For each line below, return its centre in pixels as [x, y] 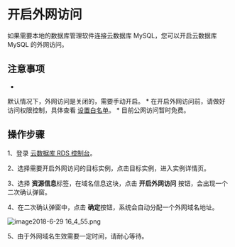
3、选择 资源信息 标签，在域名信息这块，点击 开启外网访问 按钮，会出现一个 [118, 183]
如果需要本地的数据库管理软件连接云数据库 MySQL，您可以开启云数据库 [113, 35]
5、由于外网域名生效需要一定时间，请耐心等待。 [78, 236]
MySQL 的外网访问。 [38, 44]
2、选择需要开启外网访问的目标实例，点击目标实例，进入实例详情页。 [109, 168]
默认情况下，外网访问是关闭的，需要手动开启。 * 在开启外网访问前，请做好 [116, 101]
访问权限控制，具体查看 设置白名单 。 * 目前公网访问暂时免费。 [99, 110]
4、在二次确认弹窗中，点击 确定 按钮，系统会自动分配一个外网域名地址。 [113, 207]
